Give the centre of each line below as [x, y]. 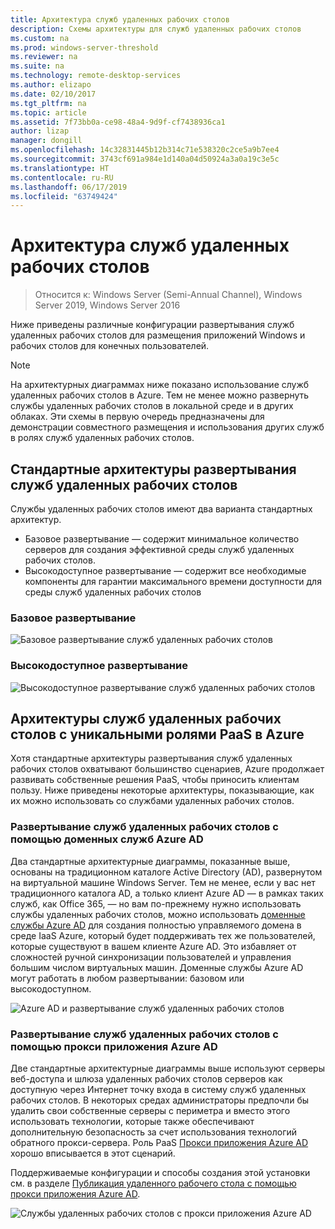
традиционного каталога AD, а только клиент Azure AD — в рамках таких [167, 893]
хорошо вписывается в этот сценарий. [93, 1153]
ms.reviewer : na [44, 57]
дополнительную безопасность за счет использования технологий [154, 1132]
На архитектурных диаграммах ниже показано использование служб [160, 385]
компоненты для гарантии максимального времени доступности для [173, 581]
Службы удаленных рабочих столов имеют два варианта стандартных [161, 509]
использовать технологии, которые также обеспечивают [132, 1121]
